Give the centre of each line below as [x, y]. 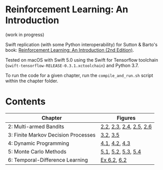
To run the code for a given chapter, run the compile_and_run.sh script [79, 75]
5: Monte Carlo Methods [37, 152]
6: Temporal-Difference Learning [48, 160]
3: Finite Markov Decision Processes [52, 135]
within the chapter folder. [32, 81]
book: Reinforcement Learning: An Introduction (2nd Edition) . [70, 50]
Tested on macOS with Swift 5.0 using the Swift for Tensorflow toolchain [82, 60]
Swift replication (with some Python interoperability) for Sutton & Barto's [81, 44]
